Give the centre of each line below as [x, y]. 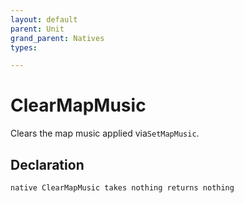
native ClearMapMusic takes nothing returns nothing [122, 188]
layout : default [44, 19]
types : [24, 47]
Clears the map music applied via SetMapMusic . [105, 133]
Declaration [47, 164]
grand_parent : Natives [57, 38]
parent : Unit [37, 29]
